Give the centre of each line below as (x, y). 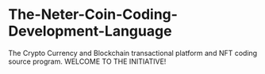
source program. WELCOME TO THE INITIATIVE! (87, 61)
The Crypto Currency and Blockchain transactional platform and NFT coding (133, 53)
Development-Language (90, 31)
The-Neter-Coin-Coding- (93, 15)
